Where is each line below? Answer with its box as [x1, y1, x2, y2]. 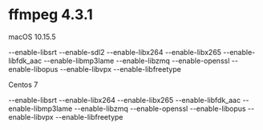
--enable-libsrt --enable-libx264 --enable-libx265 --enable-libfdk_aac [8, 95, 241, 104]
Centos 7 [8, 80, 38, 89]
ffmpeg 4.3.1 [8, 6, 94, 24]
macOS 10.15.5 [8, 32, 56, 41]
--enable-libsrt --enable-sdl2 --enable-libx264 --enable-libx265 [8, 47, 222, 57]
